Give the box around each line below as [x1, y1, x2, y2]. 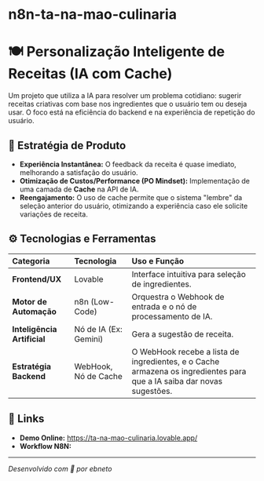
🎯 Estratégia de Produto [8, 139, 126, 152]
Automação [12, 306, 57, 317]
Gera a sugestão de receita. [131, 328, 234, 339]
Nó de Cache [74, 370, 123, 381]
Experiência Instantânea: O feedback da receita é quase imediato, [19, 159, 237, 169]
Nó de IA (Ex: [74, 323, 123, 334]
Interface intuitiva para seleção [131, 268, 246, 279]
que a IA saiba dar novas [131, 375, 223, 386]
